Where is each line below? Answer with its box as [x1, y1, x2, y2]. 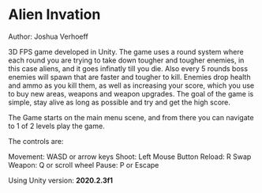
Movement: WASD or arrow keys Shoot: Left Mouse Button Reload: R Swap [8, 152, 252, 161]
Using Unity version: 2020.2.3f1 [8, 176, 113, 185]
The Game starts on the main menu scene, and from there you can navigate [8, 112, 254, 122]
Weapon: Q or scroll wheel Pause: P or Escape [8, 160, 159, 169]
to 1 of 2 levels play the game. [8, 121, 105, 131]
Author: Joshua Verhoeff [8, 32, 88, 41]
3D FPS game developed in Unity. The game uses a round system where [8, 47, 244, 56]
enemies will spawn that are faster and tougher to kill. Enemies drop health [8, 72, 251, 81]
